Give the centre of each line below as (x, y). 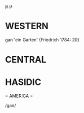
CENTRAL (26, 60)
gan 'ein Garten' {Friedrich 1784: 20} (42, 39)
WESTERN (27, 26)
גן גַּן (9, 6)
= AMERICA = (19, 96)
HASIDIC (23, 82)
